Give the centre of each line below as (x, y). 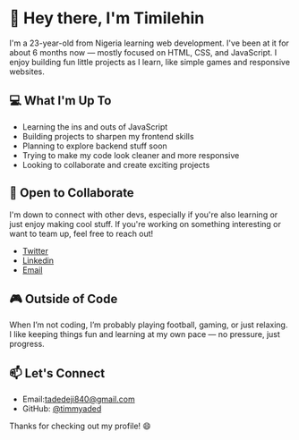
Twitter (35, 250)
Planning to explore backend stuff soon (94, 146)
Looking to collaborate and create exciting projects (116, 165)
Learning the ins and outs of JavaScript (95, 127)
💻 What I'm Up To (60, 101)
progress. (27, 344)
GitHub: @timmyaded (62, 409)
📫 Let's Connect (57, 373)
